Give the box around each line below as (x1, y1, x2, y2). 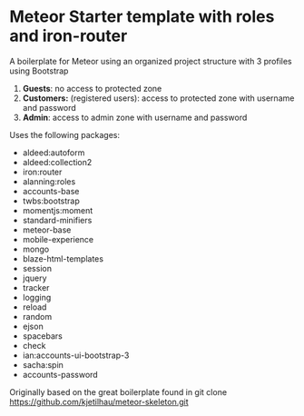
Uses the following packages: (9, 129, 121, 140)
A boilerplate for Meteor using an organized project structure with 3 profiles (9, 55, 292, 66)
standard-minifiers (22, 214, 93, 225)
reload (22, 302, 47, 312)
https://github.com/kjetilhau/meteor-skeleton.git (9, 396, 189, 407)
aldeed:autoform (22, 147, 85, 158)
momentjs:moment (22, 204, 93, 215)
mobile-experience (22, 233, 94, 244)
